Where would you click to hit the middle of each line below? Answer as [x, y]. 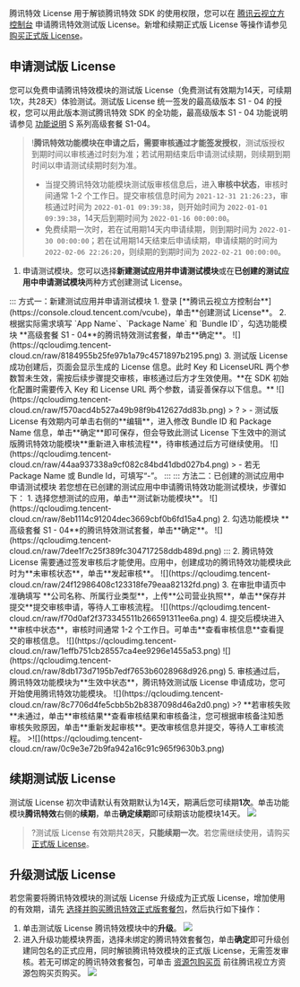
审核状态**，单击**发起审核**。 [100, 573]
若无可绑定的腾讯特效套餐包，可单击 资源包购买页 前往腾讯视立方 [158, 962]
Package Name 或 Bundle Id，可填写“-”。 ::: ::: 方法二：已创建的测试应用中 [147, 475]
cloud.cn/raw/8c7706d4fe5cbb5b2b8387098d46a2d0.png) [120, 704]
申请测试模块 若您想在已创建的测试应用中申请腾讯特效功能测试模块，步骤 [144, 487]
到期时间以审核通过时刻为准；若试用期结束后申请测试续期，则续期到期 [161, 154]
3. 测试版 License [256, 355]
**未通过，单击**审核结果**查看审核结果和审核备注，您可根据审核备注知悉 [147, 716]
